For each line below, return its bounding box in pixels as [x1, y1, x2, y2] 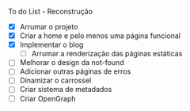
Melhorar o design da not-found [19, 58, 124, 67]
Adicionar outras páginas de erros [19, 67, 131, 76]
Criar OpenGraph [19, 94, 77, 103]
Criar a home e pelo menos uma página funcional [19, 31, 180, 40]
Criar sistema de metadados [19, 85, 112, 94]
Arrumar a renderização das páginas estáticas [31, 49, 183, 59]
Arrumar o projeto [19, 22, 78, 31]
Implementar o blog [19, 40, 84, 50]
